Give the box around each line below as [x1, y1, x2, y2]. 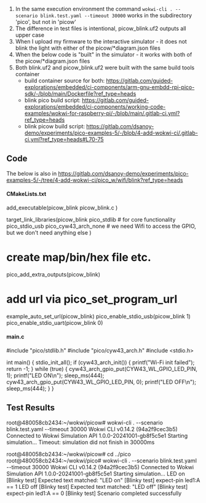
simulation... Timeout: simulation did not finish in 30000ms [6, 439, 155, 446]
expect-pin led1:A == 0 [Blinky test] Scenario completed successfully [6, 489, 182, 497]
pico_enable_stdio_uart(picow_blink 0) [6, 319, 103, 326]
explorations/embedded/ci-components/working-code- [24, 103, 166, 110]
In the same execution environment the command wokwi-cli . [15, 6, 173, 12]
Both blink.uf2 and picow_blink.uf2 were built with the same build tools [15, 64, 195, 71]
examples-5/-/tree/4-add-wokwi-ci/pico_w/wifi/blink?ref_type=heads [6, 176, 183, 184]
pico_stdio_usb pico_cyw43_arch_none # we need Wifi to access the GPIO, [6, 222, 197, 230]
